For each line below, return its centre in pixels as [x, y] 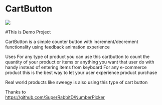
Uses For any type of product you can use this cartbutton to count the [77, 56]
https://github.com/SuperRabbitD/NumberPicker [55, 97]
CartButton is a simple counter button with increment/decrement [72, 41]
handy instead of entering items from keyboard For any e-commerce [76, 67]
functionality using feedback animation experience [58, 47]
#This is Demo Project [28, 32]
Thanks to [16, 92]
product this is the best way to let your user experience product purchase [81, 72]
